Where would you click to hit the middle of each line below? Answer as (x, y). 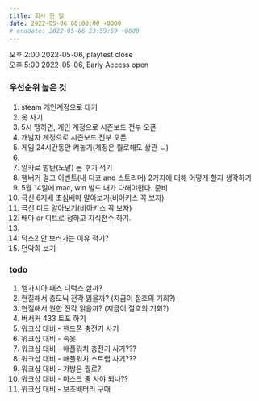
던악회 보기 (38, 248)
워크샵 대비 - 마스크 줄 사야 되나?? (74, 378)
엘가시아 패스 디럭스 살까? (62, 288)
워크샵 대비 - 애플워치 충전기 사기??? (78, 349)
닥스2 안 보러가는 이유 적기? (65, 238)
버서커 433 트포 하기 (54, 318)
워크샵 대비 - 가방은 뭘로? (61, 369)
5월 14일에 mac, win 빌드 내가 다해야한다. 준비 (94, 187)
